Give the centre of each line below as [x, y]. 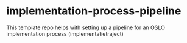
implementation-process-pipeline [94, 11]
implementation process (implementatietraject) [65, 33]
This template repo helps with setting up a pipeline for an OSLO [86, 27]
